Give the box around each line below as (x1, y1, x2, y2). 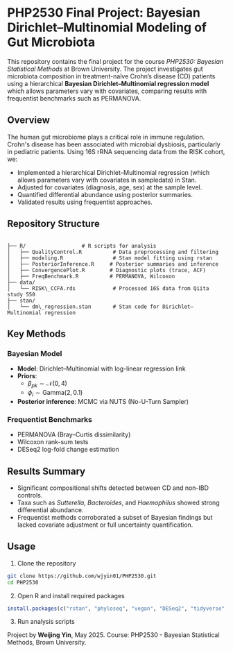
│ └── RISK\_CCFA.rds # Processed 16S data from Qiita (7, 285, 209, 292)
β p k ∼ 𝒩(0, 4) (27, 380, 68, 389)
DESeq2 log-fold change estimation (17, 446, 119, 454)
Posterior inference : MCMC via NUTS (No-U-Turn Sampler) (17, 397, 189, 405)
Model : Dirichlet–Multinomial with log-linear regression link (17, 364, 186, 373)
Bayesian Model (7, 348, 62, 358)
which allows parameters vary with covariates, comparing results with (7, 87, 207, 95)
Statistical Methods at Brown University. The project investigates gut (7, 65, 203, 73)
